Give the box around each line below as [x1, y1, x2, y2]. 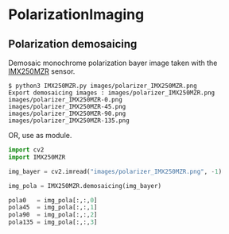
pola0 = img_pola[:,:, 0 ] [8, 196, 98, 204]
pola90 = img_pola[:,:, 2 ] [8, 211, 98, 219]
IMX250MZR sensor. [8, 67, 76, 76]
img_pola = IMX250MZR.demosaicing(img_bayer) [8, 182, 161, 190]
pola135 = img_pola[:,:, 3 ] [8, 218, 98, 227]
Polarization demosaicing [8, 37, 138, 51]
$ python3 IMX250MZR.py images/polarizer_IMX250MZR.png [8, 82, 197, 90]
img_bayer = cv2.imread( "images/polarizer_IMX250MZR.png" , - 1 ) [8, 167, 223, 175]
